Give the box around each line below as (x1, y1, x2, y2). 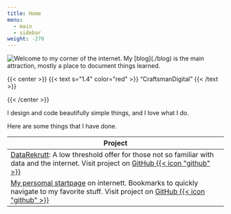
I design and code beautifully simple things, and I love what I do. (7, 109, 189, 117)
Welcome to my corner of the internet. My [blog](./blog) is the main (14, 54, 205, 62)
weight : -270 (7, 36, 45, 43)
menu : (7, 16, 23, 23)
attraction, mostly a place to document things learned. (7, 62, 161, 70)
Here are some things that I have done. (7, 122, 118, 130)
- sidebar (13, 29, 41, 36)
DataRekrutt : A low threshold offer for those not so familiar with (10, 150, 214, 160)
